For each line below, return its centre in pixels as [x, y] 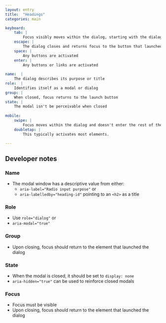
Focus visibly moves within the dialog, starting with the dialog [93, 37]
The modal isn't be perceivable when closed [61, 107]
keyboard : [15, 28]
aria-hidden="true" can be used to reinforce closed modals [73, 281]
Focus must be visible [34, 305]
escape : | [24, 42]
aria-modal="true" [31, 224]
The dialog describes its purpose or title [60, 79]
